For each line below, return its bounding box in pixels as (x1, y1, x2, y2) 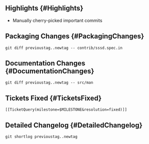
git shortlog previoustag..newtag (5, 134, 78, 139)
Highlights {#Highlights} (5, 4, 84, 13)
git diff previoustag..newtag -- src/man (5, 80, 94, 85)
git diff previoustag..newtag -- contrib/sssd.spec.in (5, 45, 123, 50)
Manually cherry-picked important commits (12, 17, 103, 23)
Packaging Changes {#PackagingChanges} (5, 32, 144, 41)
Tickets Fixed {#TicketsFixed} (5, 94, 102, 102)
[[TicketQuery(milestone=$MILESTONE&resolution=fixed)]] (5, 107, 127, 112)
